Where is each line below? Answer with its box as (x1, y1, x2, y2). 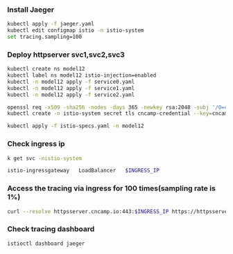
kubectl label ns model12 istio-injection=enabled (7, 72, 157, 79)
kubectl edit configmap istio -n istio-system (7, 27, 144, 34)
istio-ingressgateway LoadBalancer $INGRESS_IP (7, 167, 159, 174)
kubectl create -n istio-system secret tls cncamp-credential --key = (7, 110, 213, 117)
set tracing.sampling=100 (7, 33, 82, 41)
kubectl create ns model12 (7, 66, 85, 73)
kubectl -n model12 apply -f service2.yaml (7, 91, 135, 98)
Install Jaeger (7, 5, 54, 15)
